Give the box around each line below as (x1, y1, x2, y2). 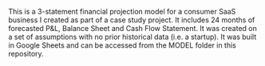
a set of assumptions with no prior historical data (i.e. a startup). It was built (8, 32, 257, 41)
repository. (8, 49, 44, 58)
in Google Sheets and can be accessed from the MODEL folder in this (8, 41, 237, 50)
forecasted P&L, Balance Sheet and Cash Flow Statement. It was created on (8, 24, 257, 33)
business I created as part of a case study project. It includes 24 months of (8, 15, 255, 25)
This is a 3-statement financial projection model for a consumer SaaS (8, 7, 236, 16)
